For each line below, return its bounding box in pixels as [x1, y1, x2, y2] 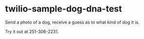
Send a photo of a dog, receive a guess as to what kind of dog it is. [5, 19, 140, 25]
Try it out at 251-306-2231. [5, 28, 59, 34]
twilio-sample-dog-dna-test [5, 3, 122, 14]
